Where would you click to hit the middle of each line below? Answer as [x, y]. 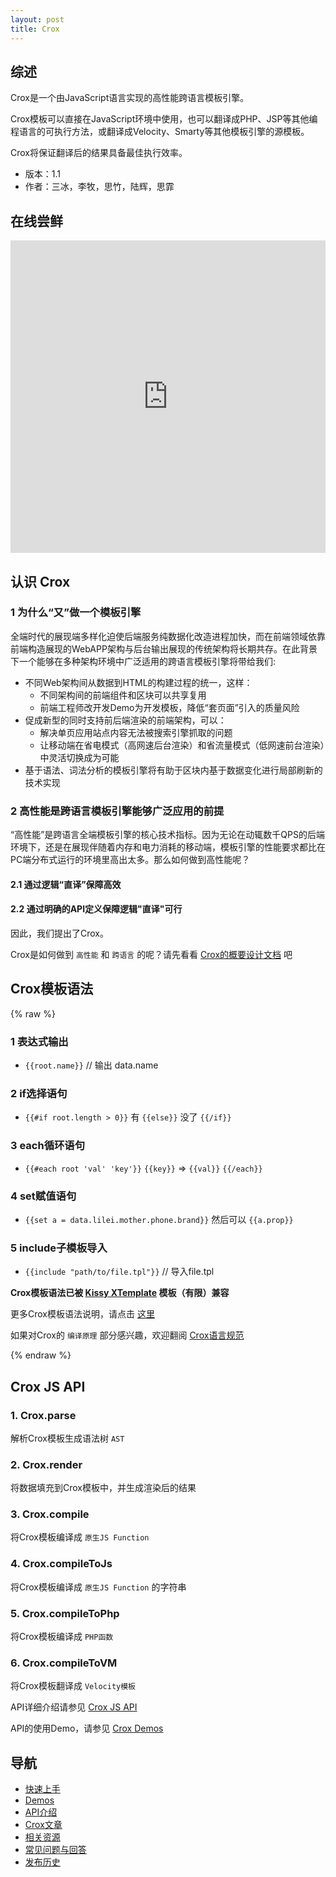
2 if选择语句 [39, 1093]
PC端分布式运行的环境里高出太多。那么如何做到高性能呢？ [130, 860]
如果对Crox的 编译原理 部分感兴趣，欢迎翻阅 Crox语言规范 [127, 1335]
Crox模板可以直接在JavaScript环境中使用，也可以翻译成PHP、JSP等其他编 [164, 119]
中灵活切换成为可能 [79, 757]
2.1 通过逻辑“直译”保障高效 [66, 884]
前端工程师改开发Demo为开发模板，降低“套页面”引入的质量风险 [169, 707]
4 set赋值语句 [43, 1196]
